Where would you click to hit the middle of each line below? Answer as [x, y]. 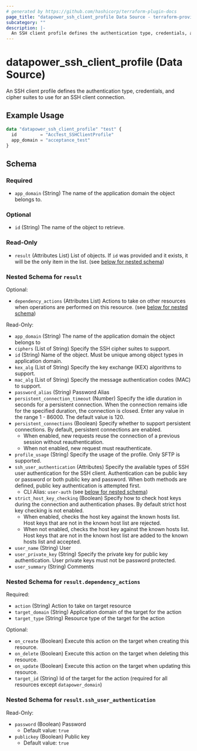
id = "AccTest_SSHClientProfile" [63, 135]
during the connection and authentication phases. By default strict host [100, 504]
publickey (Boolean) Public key [52, 736]
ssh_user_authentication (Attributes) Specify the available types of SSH [102, 467]
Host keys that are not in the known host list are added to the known [106, 535]
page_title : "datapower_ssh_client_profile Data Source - [78, 17]
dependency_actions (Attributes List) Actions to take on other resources [100, 301]
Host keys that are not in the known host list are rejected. [92, 523]
